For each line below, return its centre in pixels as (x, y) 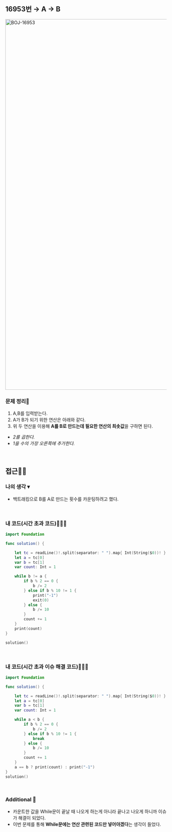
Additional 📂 (21, 800)
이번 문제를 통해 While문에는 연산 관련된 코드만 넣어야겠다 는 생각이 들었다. (87, 824)
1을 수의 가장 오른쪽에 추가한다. (44, 444)
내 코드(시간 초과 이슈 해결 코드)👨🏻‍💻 (47, 667)
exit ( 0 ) (41, 600)
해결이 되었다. (32, 818)
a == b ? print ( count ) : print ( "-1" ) (55, 767)
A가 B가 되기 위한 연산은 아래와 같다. (49, 420)
